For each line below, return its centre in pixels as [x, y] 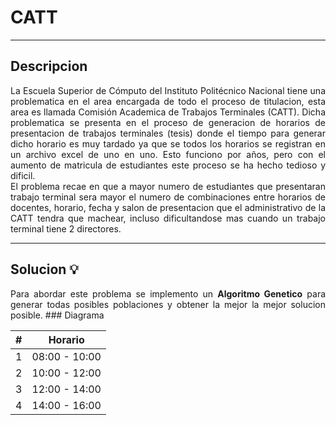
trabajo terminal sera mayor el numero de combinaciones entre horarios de [168, 197]
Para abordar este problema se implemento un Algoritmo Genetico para [168, 293]
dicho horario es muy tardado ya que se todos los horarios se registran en [168, 143]
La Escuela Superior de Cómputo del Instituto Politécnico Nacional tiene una [168, 90]
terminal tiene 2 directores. [66, 228]
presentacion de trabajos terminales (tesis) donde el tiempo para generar [168, 133]
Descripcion [49, 66]
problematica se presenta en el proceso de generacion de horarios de [168, 122]
